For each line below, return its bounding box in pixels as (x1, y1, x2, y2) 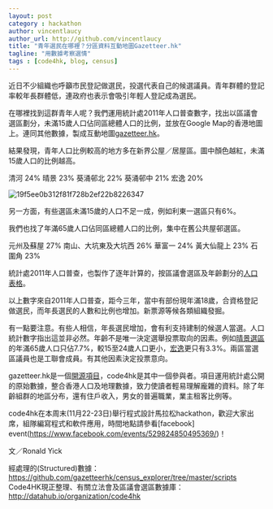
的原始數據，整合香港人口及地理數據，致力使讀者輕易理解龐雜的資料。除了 (8, 381, 258, 390)
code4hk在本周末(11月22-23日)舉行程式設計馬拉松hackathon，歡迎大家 (8, 408, 248, 418)
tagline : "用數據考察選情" (8, 50, 92, 58)
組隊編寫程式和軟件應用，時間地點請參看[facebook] (22, 418, 195, 428)
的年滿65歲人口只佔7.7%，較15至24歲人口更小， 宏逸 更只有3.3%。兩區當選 (8, 343, 259, 353)
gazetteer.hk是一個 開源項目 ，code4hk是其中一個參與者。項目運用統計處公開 (8, 371, 266, 381)
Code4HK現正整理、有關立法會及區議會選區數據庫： (8, 481, 184, 492)
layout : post (8, 11, 53, 20)
